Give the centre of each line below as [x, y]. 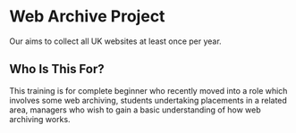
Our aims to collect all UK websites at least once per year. [115, 41]
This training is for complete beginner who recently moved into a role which [148, 90]
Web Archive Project [87, 17]
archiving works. [40, 119]
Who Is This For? [57, 69]
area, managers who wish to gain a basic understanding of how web [135, 110]
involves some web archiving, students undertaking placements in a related [148, 100]
